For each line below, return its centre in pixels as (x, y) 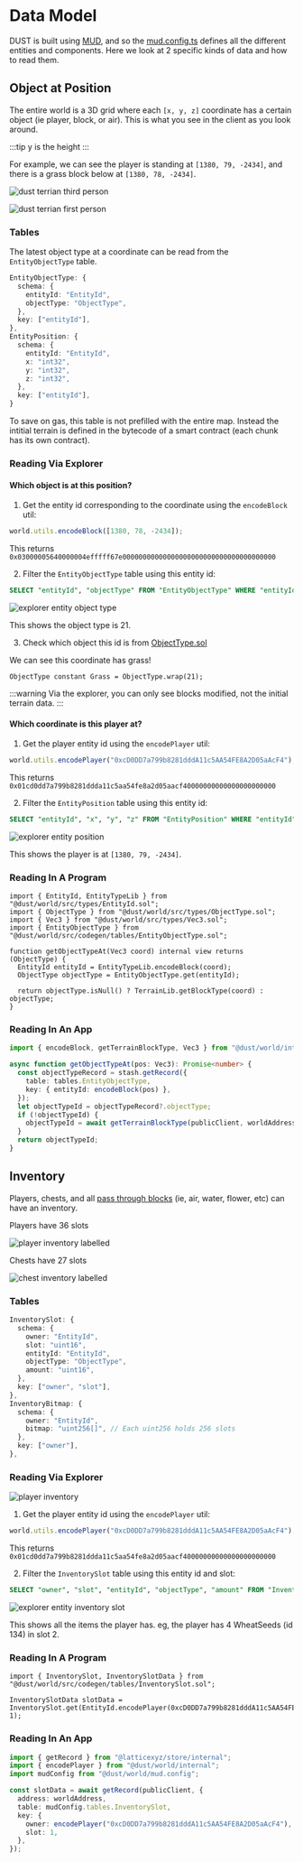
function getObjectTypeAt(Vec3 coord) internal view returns (127, 952)
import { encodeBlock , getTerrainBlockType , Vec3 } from (119, 1048)
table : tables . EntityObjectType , (88, 1081)
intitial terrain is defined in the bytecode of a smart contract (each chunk (144, 431)
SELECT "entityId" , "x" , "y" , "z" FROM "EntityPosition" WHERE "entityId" (153, 820)
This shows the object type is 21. (70, 625)
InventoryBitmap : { (46, 1403)
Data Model (53, 16)
